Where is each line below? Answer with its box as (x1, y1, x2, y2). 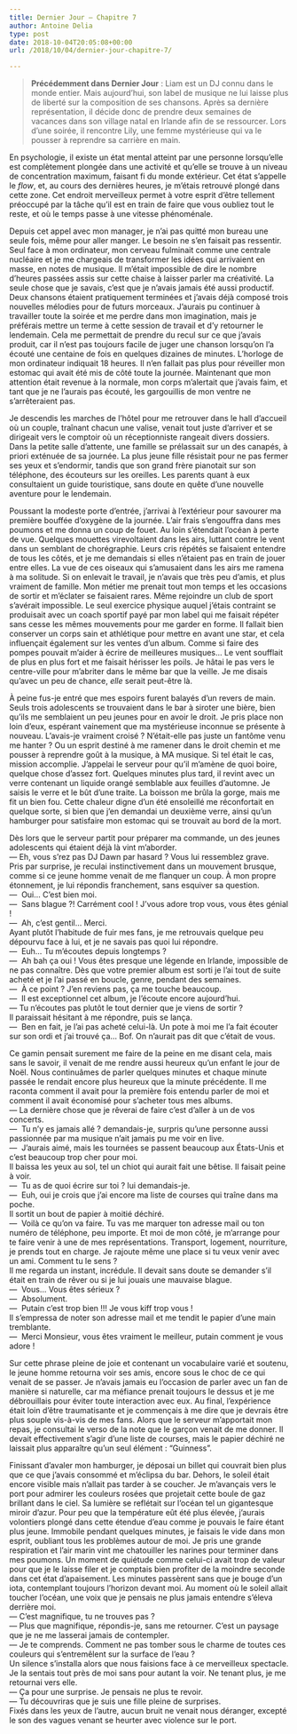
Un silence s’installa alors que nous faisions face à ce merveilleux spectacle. (9, 1658, 289, 1669)
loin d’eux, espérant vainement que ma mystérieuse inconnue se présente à (9, 721, 285, 732)
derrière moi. (9, 1602, 57, 1612)
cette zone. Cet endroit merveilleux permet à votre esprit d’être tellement (9, 190, 275, 201)
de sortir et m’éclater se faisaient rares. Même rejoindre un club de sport (9, 591, 274, 601)
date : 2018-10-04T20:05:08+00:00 (9, 37, 133, 47)
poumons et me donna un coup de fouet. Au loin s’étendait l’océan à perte (9, 525, 279, 536)
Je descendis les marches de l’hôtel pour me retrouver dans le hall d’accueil (9, 413, 287, 424)
